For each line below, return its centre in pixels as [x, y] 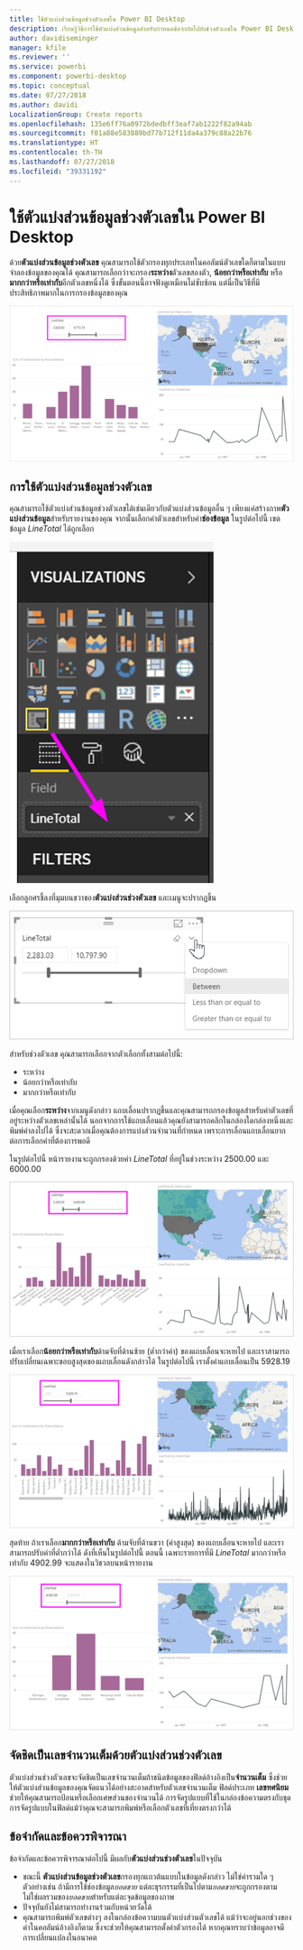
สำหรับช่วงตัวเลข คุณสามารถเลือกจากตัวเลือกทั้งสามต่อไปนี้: [96, 1054]
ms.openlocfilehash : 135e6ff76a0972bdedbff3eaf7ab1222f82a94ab [131, 124]
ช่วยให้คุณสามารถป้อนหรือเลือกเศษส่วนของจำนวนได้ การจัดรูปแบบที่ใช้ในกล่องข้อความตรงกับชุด [150, 1797]
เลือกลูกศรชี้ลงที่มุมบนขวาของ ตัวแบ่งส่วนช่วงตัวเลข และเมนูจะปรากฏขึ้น [113, 897]
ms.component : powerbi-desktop [68, 77]
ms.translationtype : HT [54, 143]
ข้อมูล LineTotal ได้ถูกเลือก [52, 529]
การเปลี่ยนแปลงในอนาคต [60, 1937]
